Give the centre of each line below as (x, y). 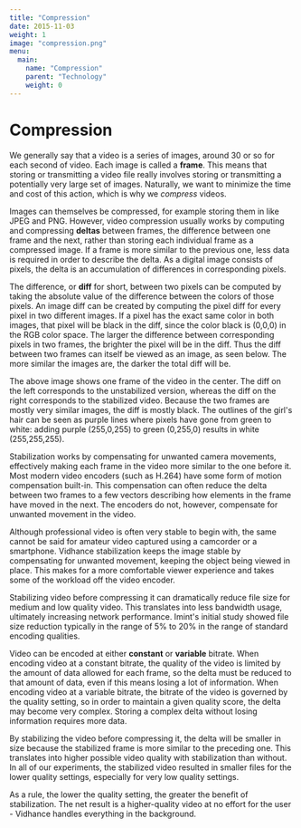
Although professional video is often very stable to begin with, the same (143, 532)
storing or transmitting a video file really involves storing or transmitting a (146, 174)
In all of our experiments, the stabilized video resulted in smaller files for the (150, 767)
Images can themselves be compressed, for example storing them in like (145, 211)
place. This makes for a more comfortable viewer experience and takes (142, 570)
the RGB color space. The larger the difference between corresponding (142, 334)
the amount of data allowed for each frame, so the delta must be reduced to (150, 672)
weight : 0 (44, 85)
